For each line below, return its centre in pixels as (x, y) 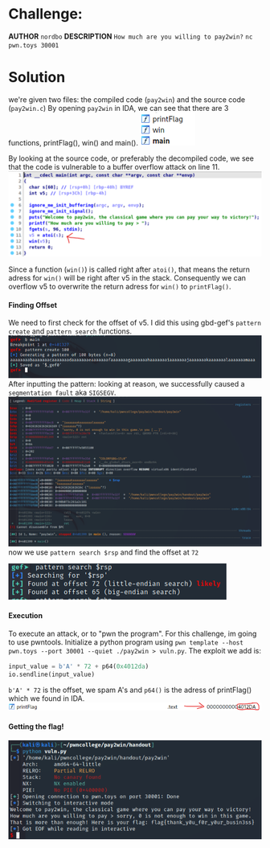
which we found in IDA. (47, 698)
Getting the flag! (36, 727)
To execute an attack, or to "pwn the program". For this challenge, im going (133, 633)
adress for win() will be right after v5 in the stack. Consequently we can (127, 278)
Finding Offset (33, 305)
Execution (25, 615)
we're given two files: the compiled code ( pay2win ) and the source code (127, 99)
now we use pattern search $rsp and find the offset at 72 (104, 552)
